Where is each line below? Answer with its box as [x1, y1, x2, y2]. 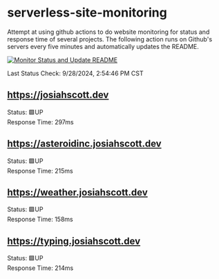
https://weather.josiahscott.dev [7, 186, 149, 198]
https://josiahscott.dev [7, 89, 109, 101]
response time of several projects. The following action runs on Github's [7, 35, 213, 43]
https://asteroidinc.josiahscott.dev [7, 138, 162, 150]
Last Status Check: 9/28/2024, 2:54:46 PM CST [7, 69, 144, 77]
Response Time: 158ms [7, 215, 74, 224]
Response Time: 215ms [7, 166, 74, 175]
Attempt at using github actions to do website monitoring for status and [7, 28, 210, 36]
